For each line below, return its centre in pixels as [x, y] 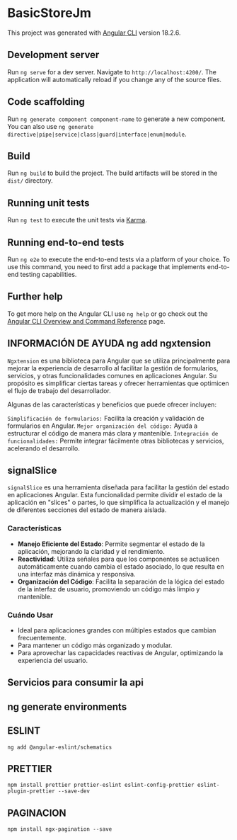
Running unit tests [48, 203]
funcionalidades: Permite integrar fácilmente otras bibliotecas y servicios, [116, 441]
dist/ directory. [30, 181]
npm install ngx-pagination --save [60, 829]
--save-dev [74, 791]
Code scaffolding [46, 102]
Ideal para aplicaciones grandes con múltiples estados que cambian [117, 630]
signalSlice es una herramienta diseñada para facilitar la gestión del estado [118, 487]
